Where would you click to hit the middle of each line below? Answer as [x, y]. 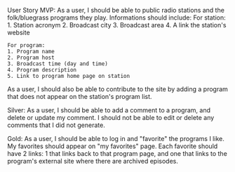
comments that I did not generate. [56, 125]
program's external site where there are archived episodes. [93, 161]
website [19, 32]
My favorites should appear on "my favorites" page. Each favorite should [113, 146]
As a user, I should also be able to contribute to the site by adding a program [117, 89]
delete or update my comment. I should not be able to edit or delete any [111, 118]
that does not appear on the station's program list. [80, 97]
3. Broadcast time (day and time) [58, 64]
